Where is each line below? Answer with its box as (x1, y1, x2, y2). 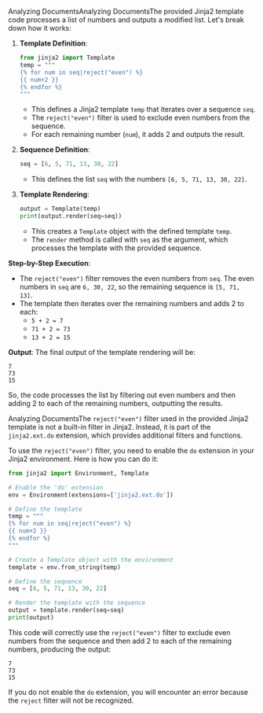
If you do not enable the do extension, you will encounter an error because (8, 687, 249, 696)
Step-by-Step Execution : (8, 258, 91, 268)
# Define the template (8, 505, 82, 513)
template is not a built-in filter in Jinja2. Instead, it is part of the (8, 422, 211, 431)
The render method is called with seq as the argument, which (31, 235, 228, 244)
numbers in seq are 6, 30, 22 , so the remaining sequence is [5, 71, (19, 282, 241, 291)
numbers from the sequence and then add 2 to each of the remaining (8, 636, 232, 645)
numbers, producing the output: (8, 645, 111, 654)
